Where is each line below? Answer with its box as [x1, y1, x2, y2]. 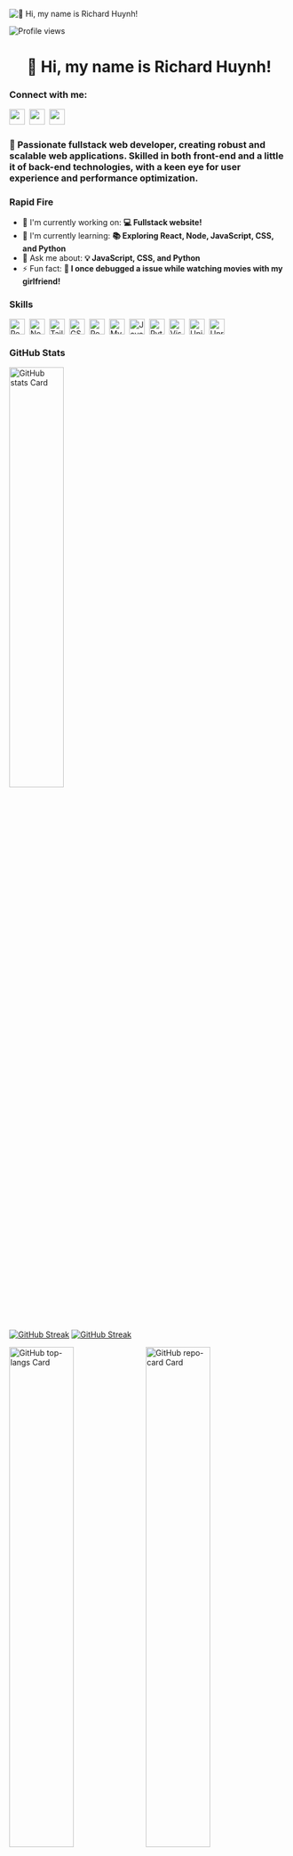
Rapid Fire [9, 196, 54, 208]
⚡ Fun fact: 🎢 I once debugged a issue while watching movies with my [21, 263, 283, 273]
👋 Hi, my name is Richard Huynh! [26, 57, 273, 77]
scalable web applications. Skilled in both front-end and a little [9, 150, 284, 162]
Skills [9, 298, 34, 311]
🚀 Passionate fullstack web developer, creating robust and [9, 139, 266, 151]
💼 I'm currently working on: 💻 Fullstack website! [21, 216, 202, 227]
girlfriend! [21, 276, 60, 287]
